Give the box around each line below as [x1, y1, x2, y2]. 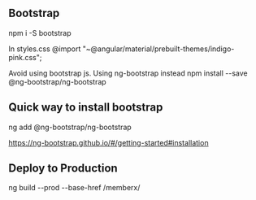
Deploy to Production [8, 162, 118, 176]
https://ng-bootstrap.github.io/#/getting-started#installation [8, 137, 209, 147]
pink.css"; [8, 52, 42, 62]
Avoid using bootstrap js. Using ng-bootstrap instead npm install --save [8, 68, 248, 78]
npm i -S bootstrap [8, 28, 72, 37]
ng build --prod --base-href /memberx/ [8, 183, 141, 193]
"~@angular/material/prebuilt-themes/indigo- [82, 44, 235, 54]
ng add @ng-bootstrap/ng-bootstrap [8, 122, 132, 132]
